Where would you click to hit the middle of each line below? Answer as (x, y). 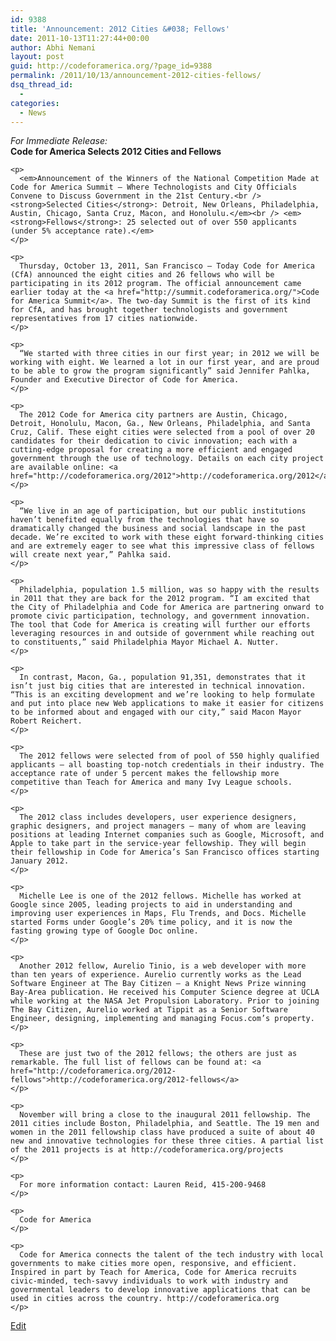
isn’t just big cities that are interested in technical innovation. (158, 686)
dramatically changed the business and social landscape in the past (158, 529)
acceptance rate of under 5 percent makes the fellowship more (145, 774)
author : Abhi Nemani (53, 47)
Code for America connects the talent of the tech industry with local (172, 1255)
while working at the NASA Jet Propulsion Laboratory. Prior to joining (165, 1001)
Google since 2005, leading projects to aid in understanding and (151, 905)
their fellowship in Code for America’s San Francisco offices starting (165, 852)
